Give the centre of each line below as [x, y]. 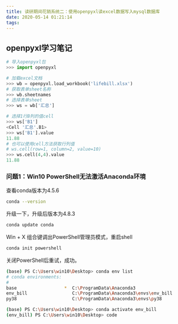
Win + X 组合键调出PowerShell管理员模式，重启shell [69, 237]
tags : [13, 22]
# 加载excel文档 [24, 78]
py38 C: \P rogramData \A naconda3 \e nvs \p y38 [84, 299]
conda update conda [30, 225]
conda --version [26, 202]
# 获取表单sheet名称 [29, 89]
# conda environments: [34, 277]
